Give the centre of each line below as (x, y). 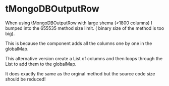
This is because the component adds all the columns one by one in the (79, 43)
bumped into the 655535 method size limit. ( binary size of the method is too (85, 28)
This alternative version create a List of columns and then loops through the (84, 58)
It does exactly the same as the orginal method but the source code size (80, 73)
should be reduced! (25, 79)
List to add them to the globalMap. (41, 64)
